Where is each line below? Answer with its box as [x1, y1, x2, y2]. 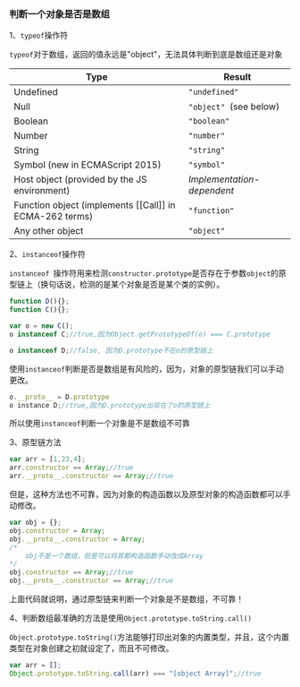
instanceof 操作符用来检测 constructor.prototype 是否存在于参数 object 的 [9, 268, 279, 279]
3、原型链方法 [9, 437, 62, 448]
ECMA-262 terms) [13, 210, 94, 223]
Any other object [13, 225, 84, 237]
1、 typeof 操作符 [9, 30, 69, 41]
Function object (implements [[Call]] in [13, 199, 176, 211]
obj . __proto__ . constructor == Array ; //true [9, 576, 174, 586]
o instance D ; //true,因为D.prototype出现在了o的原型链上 [9, 400, 211, 409]
